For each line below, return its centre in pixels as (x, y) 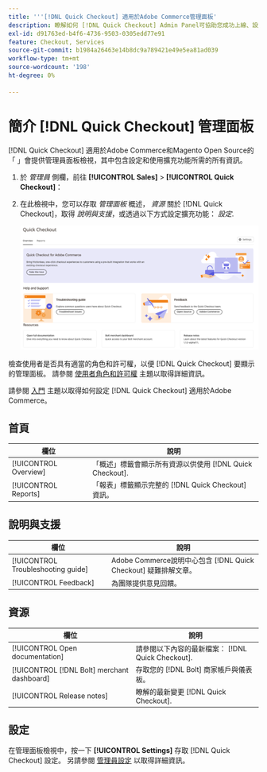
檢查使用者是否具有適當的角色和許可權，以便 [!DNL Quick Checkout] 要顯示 (132, 364)
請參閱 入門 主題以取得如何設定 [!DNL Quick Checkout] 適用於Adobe (120, 391)
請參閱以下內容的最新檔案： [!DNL (192, 648)
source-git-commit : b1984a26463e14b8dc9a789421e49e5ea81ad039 (113, 50)
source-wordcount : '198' (49, 68)
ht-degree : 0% (32, 75)
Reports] (26, 494)
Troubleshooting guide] (50, 569)
